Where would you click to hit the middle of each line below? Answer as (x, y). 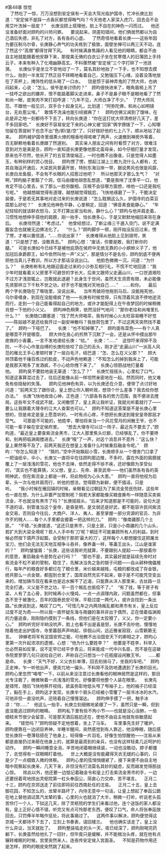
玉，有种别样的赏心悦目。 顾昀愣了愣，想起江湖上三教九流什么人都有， (79, 161)
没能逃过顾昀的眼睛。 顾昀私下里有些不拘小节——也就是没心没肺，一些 (83, 711)
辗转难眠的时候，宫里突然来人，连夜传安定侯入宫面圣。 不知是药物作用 (79, 840)
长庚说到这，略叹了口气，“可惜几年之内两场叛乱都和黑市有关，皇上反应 (86, 606)
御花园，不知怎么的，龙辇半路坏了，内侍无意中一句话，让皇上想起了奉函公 (81, 791)
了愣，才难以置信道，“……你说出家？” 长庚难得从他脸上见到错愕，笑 (76, 235)
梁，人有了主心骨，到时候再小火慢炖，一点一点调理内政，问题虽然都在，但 (81, 593)
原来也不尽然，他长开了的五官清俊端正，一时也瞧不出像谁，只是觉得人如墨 (81, 155)
